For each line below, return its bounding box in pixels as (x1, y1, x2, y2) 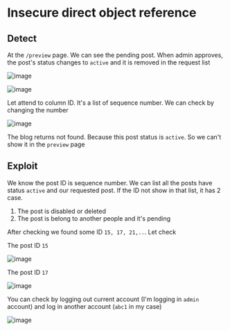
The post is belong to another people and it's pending (17, 214, 171, 223)
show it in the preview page (7, 140, 85, 148)
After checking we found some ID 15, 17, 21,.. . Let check (7, 228, 177, 236)
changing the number (7, 106, 69, 114)
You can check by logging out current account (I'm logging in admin (7, 295, 200, 303)
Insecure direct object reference (7, 5, 197, 21)
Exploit (7, 160, 38, 172)
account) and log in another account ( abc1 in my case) (7, 302, 162, 310)
